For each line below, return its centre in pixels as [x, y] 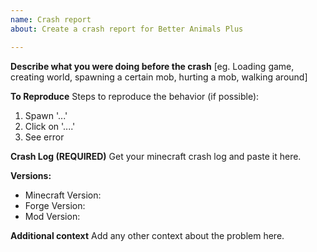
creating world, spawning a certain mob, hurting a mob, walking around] [159, 77]
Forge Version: [55, 205]
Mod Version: [52, 216]
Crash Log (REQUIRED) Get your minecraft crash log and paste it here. [156, 156]
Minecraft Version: [63, 195]
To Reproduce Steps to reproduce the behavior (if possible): [135, 96]
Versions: [31, 175]
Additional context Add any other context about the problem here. [147, 235]
